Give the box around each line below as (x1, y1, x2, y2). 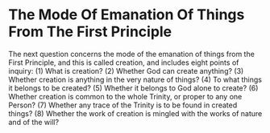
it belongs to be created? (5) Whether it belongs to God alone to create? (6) (8, 83, 259, 93)
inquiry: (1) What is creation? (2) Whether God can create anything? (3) (8, 66, 244, 75)
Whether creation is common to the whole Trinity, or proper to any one (8, 91, 243, 101)
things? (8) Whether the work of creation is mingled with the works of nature (8, 108, 263, 118)
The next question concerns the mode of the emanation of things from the (8, 49, 255, 58)
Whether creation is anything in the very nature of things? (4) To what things (8, 75, 262, 84)
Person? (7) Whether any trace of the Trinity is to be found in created (8, 100, 238, 110)
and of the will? (8, 117, 59, 127)
